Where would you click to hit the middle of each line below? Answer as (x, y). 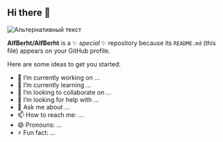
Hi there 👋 (29, 13)
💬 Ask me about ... (43, 107)
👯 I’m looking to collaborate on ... (64, 92)
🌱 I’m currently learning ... (54, 85)
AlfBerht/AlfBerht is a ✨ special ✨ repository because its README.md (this (112, 43)
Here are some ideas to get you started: (64, 64)
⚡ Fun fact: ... (36, 132)
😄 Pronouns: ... (40, 125)
